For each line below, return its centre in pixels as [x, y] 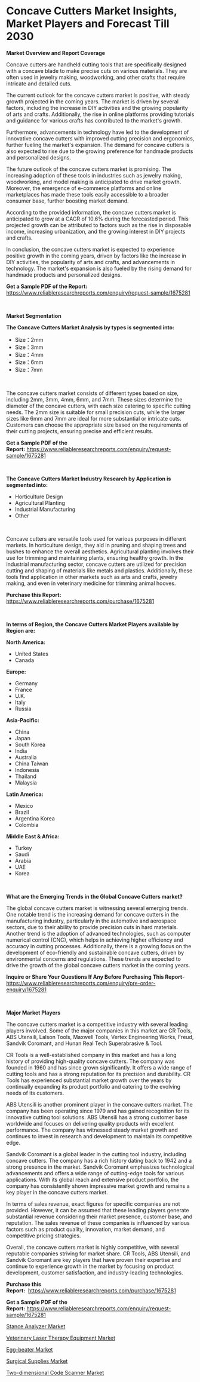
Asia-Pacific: [23, 720]
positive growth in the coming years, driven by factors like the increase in [96, 256]
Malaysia [26, 782]
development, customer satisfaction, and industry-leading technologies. [95, 1272]
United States [32, 654]
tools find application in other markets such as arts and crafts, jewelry [92, 577]
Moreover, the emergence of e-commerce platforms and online [84, 188]
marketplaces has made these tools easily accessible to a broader [87, 194]
